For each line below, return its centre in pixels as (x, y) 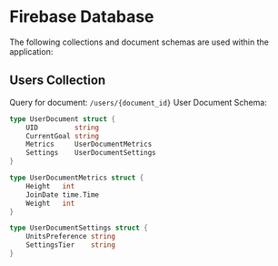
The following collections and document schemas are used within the (139, 42)
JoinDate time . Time (63, 194)
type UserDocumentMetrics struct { (77, 178)
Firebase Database (82, 17)
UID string (63, 128)
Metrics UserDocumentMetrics (89, 144)
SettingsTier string (71, 245)
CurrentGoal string (63, 136)
